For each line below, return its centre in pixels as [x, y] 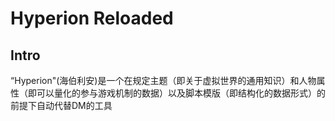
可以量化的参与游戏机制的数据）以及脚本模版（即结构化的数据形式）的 [181, 93]
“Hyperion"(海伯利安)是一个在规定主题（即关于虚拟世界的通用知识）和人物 [163, 80]
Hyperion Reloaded [92, 18]
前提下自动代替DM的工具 [61, 105]
